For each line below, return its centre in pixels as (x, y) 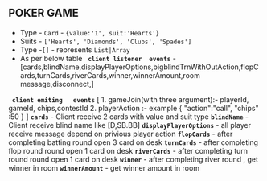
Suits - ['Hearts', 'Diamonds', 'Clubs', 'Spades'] (106, 41)
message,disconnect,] (57, 84)
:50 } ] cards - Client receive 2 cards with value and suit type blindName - (129, 117)
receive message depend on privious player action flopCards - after (121, 134)
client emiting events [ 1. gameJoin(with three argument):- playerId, (130, 99)
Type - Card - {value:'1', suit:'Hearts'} (89, 32)
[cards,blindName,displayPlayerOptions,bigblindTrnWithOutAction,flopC (139, 67)
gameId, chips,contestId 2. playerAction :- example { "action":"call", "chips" (133, 108)
